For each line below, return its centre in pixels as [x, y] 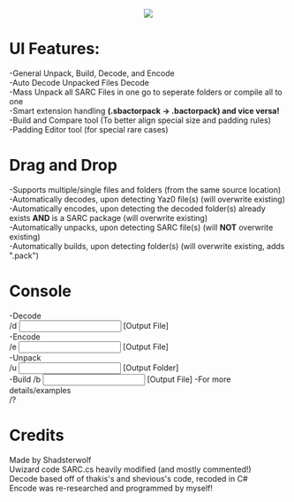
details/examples [40, 390]
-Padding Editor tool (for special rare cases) [89, 129]
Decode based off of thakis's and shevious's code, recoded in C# [129, 478]
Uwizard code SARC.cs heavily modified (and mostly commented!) [130, 469]
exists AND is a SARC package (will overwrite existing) [109, 217]
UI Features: [54, 49]
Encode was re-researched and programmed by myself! [111, 488]
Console [41, 291]
